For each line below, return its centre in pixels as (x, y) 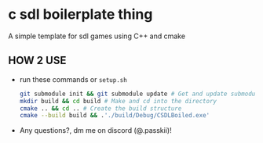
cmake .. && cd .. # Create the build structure (100, 108)
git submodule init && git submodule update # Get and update (123, 94)
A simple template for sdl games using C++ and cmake (97, 36)
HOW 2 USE (37, 61)
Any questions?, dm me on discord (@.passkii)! (95, 130)
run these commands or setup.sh (73, 79)
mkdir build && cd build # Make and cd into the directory (118, 101)
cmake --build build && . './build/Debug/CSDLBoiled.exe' (115, 116)
